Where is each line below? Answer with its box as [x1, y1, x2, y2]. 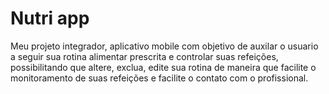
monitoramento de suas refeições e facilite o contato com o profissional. [10, 72, 309, 84]
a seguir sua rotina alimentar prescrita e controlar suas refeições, [10, 50, 279, 62]
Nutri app [10, 7, 90, 30]
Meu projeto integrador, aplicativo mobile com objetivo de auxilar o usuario [10, 40, 319, 52]
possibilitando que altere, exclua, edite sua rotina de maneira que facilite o [10, 61, 317, 73]
